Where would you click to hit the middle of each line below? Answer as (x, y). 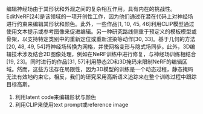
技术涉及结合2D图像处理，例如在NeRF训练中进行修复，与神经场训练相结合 (104, 54)
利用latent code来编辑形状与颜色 (56, 97)
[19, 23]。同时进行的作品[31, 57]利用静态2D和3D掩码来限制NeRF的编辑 (94, 62)
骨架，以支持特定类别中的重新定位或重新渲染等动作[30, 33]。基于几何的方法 (101, 39)
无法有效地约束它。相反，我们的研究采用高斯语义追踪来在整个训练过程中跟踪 (101, 77)
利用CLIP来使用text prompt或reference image (72, 105)
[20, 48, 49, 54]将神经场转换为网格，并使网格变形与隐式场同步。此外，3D (98, 46)
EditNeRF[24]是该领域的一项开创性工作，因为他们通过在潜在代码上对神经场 (100, 16)
